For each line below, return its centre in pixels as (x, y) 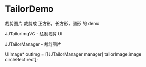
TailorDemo (29, 9)
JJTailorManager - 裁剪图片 (33, 44)
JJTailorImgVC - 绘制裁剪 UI (34, 33)
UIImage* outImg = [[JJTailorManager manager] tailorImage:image (73, 54)
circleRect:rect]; (22, 59)
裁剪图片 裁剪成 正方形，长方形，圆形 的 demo (52, 23)
